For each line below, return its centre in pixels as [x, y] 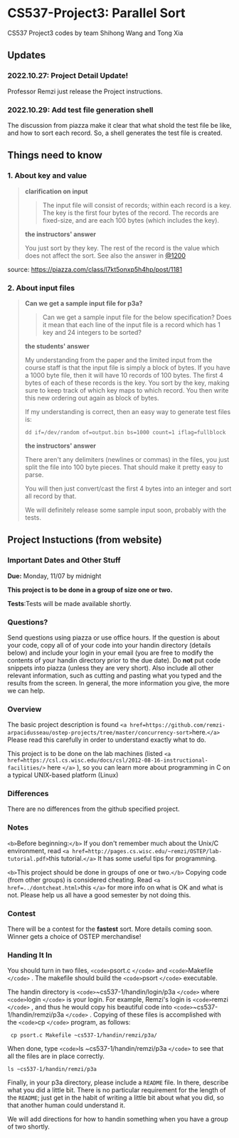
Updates [27, 55]
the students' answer [57, 346]
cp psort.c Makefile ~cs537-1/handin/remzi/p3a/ [84, 1036]
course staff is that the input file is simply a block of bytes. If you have [127, 367]
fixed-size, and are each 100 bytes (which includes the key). [131, 220]
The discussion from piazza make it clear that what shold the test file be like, [119, 125]
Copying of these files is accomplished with [158, 1014]
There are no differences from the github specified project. [94, 809]
